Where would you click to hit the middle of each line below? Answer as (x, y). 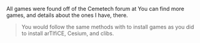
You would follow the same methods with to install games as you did (108, 27)
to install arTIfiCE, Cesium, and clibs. (68, 33)
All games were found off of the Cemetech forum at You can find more (95, 9)
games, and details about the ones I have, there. (67, 15)
